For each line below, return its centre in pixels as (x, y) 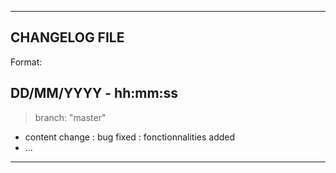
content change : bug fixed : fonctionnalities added (130, 137)
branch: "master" (70, 117)
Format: (26, 62)
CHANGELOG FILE (67, 37)
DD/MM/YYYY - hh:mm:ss (94, 93)
